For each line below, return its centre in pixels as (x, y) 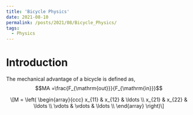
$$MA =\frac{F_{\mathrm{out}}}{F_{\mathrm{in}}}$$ (99, 88)
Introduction (37, 63)
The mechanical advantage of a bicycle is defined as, (71, 79)
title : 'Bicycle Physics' (38, 11)
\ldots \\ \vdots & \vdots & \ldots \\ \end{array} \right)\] (99, 106)
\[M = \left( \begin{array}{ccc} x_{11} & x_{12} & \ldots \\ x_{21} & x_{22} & (99, 100)
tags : (13, 28)
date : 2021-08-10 (27, 17)
